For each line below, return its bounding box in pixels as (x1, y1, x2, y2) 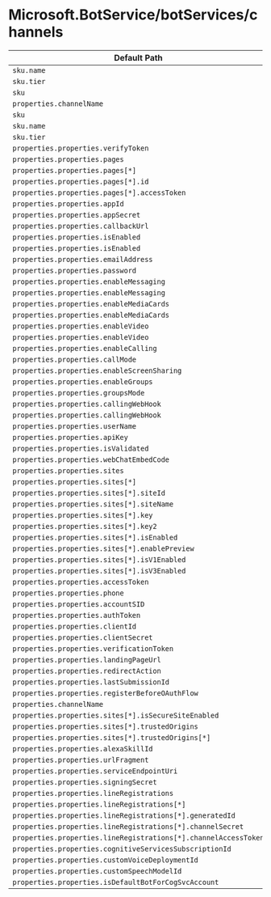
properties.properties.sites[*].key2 (12, 522, 157, 531)
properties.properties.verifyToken (12, 143, 149, 153)
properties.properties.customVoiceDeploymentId (12, 855, 199, 865)
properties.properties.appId (12, 199, 124, 208)
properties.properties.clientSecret (12, 633, 153, 642)
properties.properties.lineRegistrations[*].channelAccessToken (12, 833, 265, 842)
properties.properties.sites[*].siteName (12, 499, 174, 509)
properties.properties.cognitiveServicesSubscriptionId (12, 844, 231, 853)
